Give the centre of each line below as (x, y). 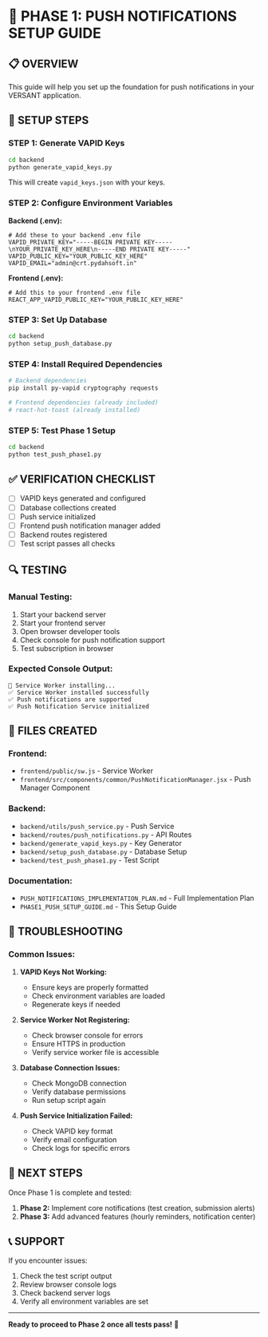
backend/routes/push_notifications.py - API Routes (106, 835)
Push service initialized (57, 516)
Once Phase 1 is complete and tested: (70, 1192)
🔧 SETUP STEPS (49, 120)
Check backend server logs (65, 1293)
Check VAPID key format (72, 1131)
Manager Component (55, 788)
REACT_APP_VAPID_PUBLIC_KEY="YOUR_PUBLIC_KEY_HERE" (96, 300)
